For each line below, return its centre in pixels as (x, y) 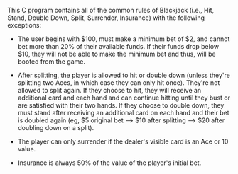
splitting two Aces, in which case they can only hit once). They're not (119, 83)
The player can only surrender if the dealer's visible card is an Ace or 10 (123, 141)
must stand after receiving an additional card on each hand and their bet (123, 113)
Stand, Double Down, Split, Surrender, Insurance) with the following (106, 18)
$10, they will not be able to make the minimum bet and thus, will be (117, 54)
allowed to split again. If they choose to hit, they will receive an (109, 90)
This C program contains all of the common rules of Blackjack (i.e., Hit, (111, 10)
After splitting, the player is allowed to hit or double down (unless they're (124, 75)
